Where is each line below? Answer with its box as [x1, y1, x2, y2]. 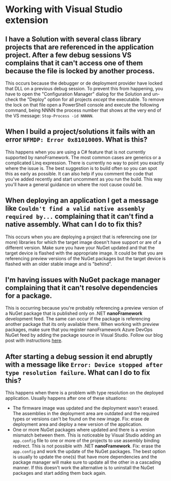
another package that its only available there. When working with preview [5, 321, 159, 327]
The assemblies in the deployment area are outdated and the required [12, 411, 159, 417]
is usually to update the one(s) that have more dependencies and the [12, 454, 157, 460]
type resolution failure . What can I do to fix [5, 368, 150, 377]
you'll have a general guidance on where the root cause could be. [5, 181, 143, 187]
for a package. [5, 292, 52, 300]
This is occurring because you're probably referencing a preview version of [5, 305, 164, 311]
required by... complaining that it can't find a [5, 212, 154, 221]
